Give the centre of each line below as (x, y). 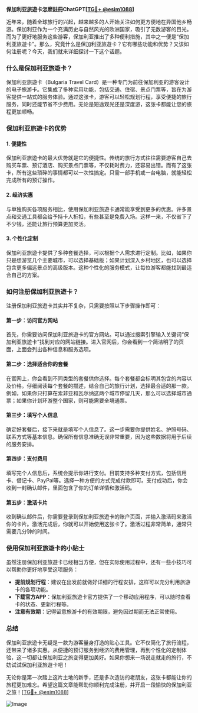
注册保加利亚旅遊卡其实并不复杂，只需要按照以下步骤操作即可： (83, 306)
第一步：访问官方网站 (32, 320)
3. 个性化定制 (22, 238)
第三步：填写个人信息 (32, 415)
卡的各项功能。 (33, 589)
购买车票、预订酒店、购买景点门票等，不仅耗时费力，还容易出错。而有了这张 (99, 166)
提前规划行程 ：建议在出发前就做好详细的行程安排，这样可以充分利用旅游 (102, 582)
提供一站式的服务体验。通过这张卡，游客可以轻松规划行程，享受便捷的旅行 (101, 97)
